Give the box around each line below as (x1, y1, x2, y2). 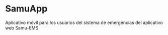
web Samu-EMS (5, 24, 39, 30)
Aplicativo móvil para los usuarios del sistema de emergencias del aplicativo (5, 19, 163, 25)
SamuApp (5, 3, 48, 14)
